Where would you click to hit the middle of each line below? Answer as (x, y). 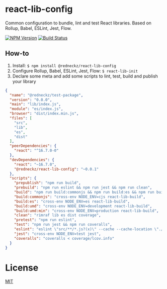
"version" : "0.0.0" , (31, 100)
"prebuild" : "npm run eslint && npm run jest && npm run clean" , (83, 188)
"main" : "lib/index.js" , (35, 104)
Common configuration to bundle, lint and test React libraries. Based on (78, 23)
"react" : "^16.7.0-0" (36, 151)
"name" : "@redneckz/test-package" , (46, 95)
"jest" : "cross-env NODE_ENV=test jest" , (57, 234)
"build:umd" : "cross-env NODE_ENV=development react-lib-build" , (83, 206)
